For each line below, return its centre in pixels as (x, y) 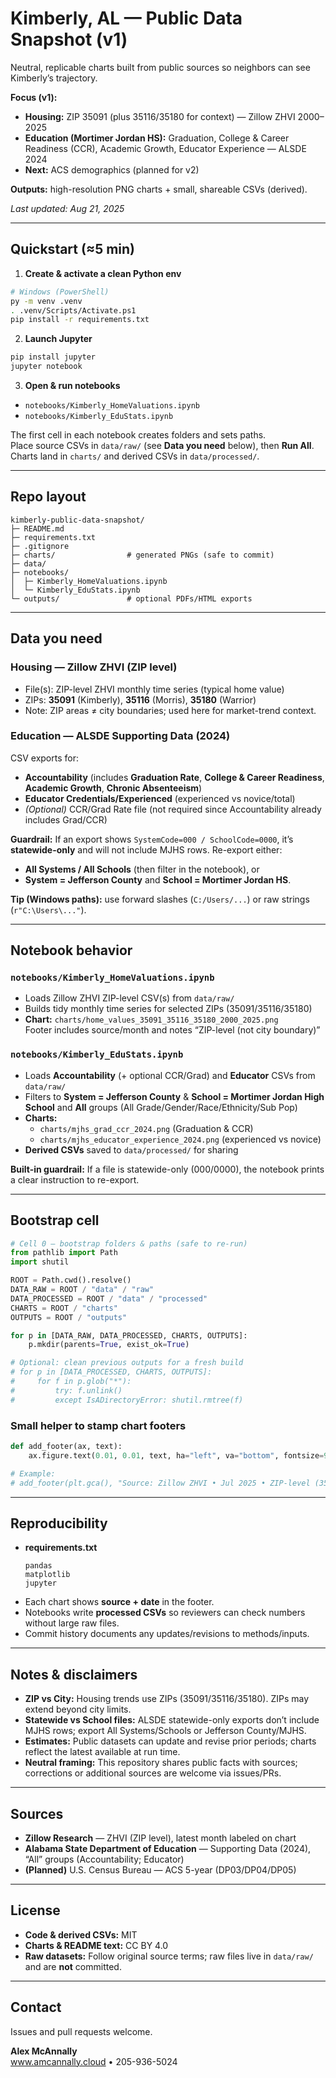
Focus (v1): (34, 97)
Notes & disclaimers (74, 1674)
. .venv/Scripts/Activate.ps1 (73, 310)
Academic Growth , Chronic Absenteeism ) (113, 788)
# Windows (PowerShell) (60, 292)
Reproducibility (59, 1523)
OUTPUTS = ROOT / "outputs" (69, 1317)
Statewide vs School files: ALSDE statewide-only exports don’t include (172, 1720)
